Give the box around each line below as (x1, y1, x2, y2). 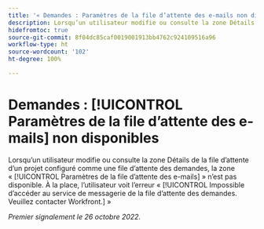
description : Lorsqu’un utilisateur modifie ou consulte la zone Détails (8, 19, 255, 27)
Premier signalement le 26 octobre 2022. (8, 212, 141, 221)
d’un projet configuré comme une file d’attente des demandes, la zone (8, 163, 236, 173)
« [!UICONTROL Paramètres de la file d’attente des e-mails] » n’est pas (8, 172, 237, 181)
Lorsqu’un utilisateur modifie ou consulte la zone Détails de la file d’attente (8, 154, 249, 165)
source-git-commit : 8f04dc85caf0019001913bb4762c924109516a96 (8, 33, 216, 42)
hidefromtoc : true (8, 26, 68, 34)
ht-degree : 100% (8, 56, 61, 64)
